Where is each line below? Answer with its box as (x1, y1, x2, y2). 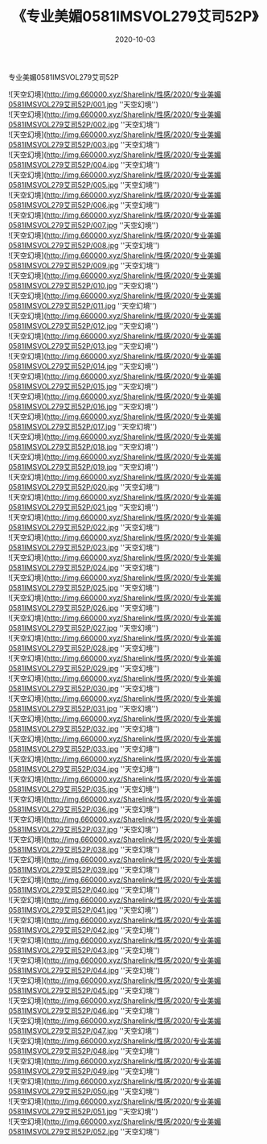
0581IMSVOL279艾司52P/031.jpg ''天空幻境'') (8, 703, 159, 713)
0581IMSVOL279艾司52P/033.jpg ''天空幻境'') (8, 744, 160, 753)
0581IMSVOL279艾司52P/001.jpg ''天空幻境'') (8, 99, 159, 109)
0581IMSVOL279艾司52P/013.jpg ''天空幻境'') (8, 341, 158, 350)
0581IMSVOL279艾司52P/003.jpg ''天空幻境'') (8, 139, 160, 149)
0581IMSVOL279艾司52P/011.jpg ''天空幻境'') (8, 301, 158, 310)
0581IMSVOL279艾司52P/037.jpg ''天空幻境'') (8, 824, 159, 834)
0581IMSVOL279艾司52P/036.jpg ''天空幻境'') (8, 804, 160, 814)
